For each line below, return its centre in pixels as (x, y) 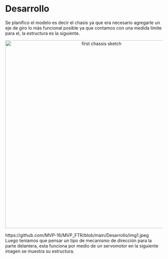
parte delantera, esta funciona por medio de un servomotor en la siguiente (82, 245)
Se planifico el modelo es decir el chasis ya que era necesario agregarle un (83, 23)
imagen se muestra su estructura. (40, 251)
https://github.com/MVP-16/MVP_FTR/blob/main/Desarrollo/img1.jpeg (77, 235)
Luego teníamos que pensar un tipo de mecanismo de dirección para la (78, 240)
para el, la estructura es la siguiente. (42, 33)
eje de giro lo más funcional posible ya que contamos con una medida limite (83, 28)
